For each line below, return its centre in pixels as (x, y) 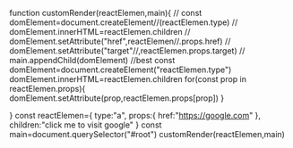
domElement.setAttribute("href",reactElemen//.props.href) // (120, 41)
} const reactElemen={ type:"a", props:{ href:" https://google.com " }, (135, 115)
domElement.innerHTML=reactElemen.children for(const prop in (128, 79)
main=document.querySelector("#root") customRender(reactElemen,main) (147, 134)
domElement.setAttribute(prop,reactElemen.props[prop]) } (117, 98)
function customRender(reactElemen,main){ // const (106, 13)
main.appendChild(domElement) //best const (92, 60)
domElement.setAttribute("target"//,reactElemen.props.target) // (127, 51)
